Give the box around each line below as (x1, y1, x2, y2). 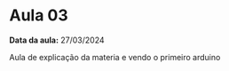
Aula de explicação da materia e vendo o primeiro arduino (9, 51, 221, 62)
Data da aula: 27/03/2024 (9, 35, 105, 45)
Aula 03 (9, 5, 68, 26)
